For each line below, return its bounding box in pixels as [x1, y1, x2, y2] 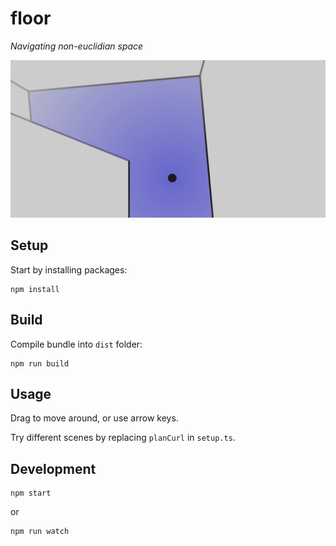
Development [10, 460, 97, 477]
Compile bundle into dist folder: [10, 338, 143, 350]
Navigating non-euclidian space [10, 40, 144, 52]
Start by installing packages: [10, 263, 128, 276]
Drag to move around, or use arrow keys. [10, 412, 179, 424]
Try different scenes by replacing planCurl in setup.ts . [10, 432, 236, 444]
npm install [10, 284, 60, 294]
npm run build [10, 358, 70, 369]
